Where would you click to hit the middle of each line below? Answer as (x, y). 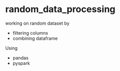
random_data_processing (61, 9)
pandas (21, 58)
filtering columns (30, 33)
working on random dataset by (37, 23)
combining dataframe (35, 38)
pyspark (21, 63)
